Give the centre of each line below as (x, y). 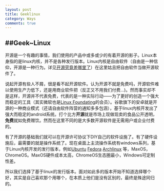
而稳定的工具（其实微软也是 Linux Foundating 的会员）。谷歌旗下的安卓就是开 (81, 102)
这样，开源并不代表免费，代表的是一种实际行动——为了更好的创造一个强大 (84, 96)
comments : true (20, 23)
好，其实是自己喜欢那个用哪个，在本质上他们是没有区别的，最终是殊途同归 (80, 178)
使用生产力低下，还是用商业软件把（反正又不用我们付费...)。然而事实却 (80, 90)
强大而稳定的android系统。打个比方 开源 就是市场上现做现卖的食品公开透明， (81, 115)
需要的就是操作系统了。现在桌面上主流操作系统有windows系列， (86, 143)
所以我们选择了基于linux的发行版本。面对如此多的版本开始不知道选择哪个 (78, 172)
